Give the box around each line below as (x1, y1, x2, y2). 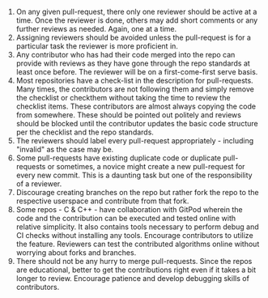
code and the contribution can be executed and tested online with (15, 214, 236, 223)
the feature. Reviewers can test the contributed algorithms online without (15, 239, 260, 249)
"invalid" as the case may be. (15, 145, 114, 154)
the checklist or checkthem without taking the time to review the (15, 93, 231, 102)
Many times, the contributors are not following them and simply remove (15, 84, 255, 94)
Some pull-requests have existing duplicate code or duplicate (15, 153, 221, 163)
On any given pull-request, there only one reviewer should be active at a (15, 7, 257, 16)
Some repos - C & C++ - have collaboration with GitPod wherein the (15, 205, 243, 214)
